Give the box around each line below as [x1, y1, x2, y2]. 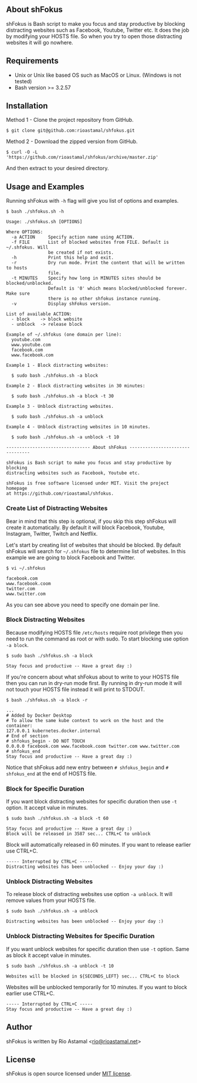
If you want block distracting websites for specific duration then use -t [6, 798, 177, 805]
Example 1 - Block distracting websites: [6, 363, 109, 369]
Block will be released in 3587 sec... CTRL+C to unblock [6, 831, 151, 837]
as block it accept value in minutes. [6, 952, 91, 959]
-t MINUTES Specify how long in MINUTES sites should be [11, 275, 161, 281]
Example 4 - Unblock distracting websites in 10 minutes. [6, 424, 151, 430]
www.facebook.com [11, 352, 54, 358]
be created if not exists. [47, 250, 114, 256]
